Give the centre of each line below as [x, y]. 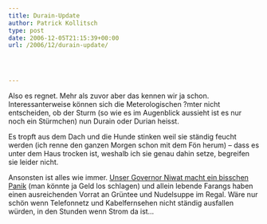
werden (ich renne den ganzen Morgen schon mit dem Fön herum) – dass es [134, 145]
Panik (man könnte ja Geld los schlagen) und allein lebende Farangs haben [131, 186]
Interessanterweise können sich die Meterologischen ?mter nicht [114, 104]
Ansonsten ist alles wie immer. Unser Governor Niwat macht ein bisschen [129, 178]
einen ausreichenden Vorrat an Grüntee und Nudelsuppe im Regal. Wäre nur [133, 195]
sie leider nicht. [33, 162]
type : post [26, 30]
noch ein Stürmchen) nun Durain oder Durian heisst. [94, 121]
